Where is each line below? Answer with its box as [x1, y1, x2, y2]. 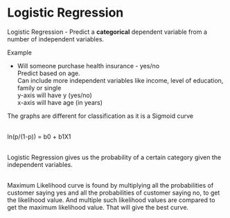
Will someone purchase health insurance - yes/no [17, 61, 160, 70]
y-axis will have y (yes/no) [17, 91, 92, 99]
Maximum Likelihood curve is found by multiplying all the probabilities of [7, 181, 214, 189]
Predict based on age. [17, 69, 81, 77]
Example [7, 48, 33, 57]
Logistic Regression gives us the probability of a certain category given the [7, 153, 222, 161]
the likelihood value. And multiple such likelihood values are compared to [7, 195, 215, 204]
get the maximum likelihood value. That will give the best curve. [7, 203, 189, 211]
